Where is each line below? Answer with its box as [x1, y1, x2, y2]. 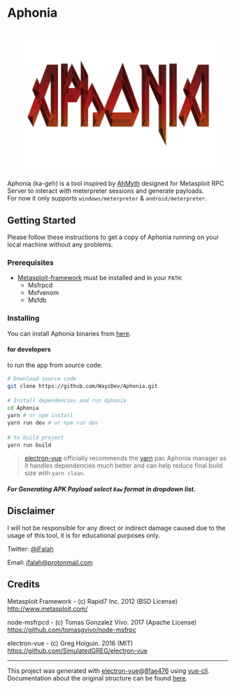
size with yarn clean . [24, 469, 85, 477]
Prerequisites [7, 257, 54, 267]
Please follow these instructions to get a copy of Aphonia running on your [7, 233, 219, 241]
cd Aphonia [7, 405, 39, 412]
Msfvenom [27, 289, 59, 297]
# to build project [7, 434, 64, 441]
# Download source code [7, 375, 77, 382]
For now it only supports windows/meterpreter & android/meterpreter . [7, 194, 208, 203]
